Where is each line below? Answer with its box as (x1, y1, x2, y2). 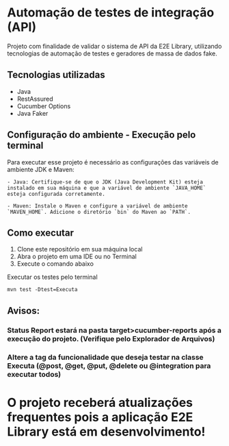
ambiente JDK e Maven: (7, 165, 75, 173)
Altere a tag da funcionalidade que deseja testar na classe (7, 352, 204, 362)
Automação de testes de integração (7, 5, 215, 21)
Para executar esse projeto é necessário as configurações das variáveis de (7, 158, 219, 166)
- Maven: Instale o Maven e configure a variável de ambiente (7, 202, 188, 210)
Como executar (7, 227, 74, 238)
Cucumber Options (16, 101, 71, 110)
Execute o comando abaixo (16, 260, 94, 268)
